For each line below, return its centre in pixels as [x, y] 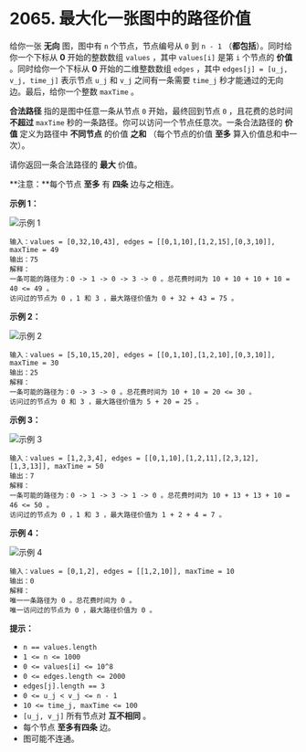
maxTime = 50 [79, 466]
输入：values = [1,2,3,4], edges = [75, 458]
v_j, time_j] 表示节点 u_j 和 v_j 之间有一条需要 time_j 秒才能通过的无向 [147, 79]
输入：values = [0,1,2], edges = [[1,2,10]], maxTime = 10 [122, 571]
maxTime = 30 [34, 363]
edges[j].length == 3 [63, 686]
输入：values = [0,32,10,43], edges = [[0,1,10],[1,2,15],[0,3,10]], [142, 242]
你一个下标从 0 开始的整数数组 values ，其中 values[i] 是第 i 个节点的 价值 [151, 57]
